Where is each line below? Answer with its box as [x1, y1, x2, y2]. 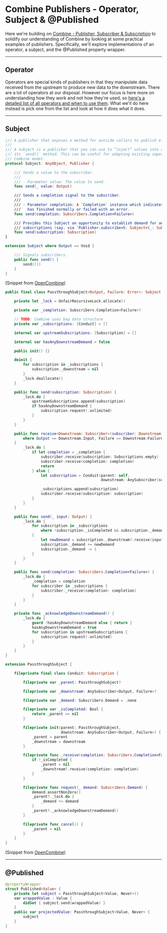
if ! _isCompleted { [31, 757, 72, 762]
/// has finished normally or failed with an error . [14, 207, 130, 212]
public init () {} [14, 348, 50, 353]
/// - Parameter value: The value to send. [14, 179, 106, 184]
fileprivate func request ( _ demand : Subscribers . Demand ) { [23, 785, 148, 790]
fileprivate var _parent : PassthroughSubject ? [23, 680, 121, 685]
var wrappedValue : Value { [14, 896, 72, 901]
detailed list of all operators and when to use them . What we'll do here [5, 100, 149, 106]
